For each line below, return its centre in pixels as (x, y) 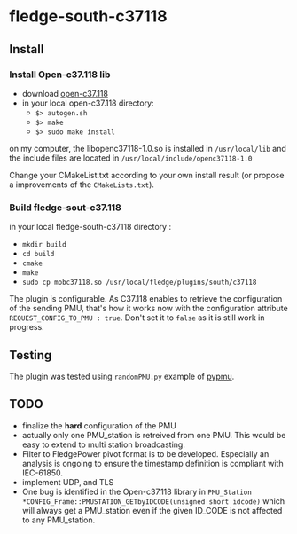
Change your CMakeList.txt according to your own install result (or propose (147, 175)
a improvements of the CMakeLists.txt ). (82, 185)
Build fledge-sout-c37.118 (65, 208)
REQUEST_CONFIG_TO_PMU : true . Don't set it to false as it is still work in (137, 318)
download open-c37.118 (65, 93)
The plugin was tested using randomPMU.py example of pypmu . (122, 376)
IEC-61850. (43, 473)
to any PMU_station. (59, 520)
